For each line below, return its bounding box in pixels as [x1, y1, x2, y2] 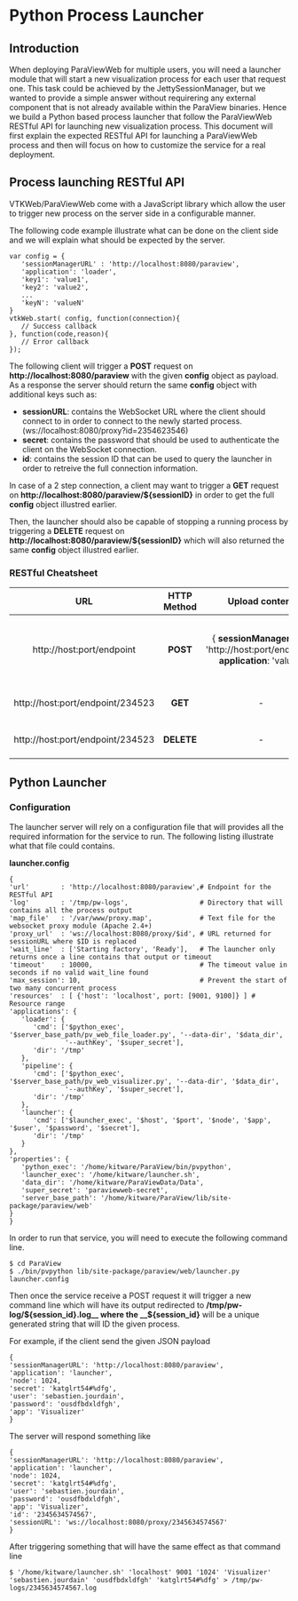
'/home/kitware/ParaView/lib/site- [100, 1193, 232, 1202]
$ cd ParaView [9, 1259, 62, 1268]
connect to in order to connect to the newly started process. [21, 415, 242, 426]
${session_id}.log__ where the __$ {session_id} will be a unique [23, 1309, 260, 1319]
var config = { [9, 251, 66, 260]
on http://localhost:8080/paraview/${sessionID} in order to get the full [9, 490, 275, 500]
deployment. [9, 149, 55, 160]
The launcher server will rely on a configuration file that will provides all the [9, 821, 284, 832]
